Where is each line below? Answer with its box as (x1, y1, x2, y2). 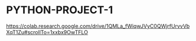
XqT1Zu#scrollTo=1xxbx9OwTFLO (6, 28, 89, 35)
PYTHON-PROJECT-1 (6, 3, 113, 17)
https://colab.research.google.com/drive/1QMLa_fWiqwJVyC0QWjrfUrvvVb (6, 23, 190, 29)
